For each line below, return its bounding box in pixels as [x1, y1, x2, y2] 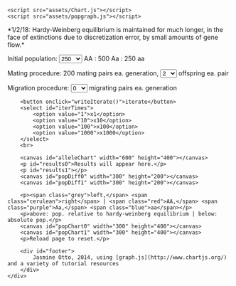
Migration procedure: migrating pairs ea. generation [7, 84, 178, 92]
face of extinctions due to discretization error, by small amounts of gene [7, 33, 219, 41]
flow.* [7, 41, 25, 49]
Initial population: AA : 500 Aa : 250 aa [7, 54, 145, 63]
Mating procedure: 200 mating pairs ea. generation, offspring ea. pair [7, 69, 229, 78]
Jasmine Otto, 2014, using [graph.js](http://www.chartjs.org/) [33, 254, 227, 261]
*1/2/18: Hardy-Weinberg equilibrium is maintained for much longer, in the [7, 26, 224, 33]
